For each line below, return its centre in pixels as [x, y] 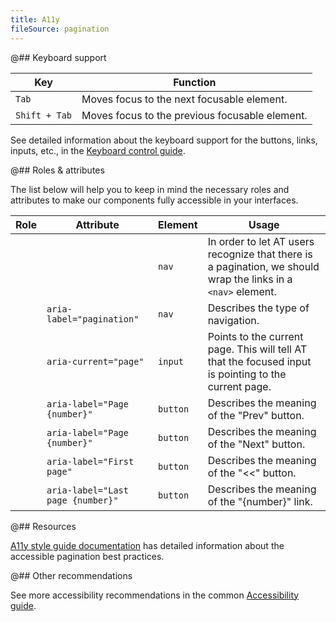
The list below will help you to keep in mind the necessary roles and [150, 189]
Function [195, 82]
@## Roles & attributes [57, 170]
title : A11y [35, 19]
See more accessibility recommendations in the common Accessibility [155, 595]
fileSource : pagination [60, 29]
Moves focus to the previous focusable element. [194, 115]
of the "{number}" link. [260, 501]
